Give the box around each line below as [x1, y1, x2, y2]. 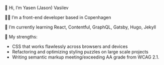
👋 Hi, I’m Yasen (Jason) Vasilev [5, 5, 69, 10]
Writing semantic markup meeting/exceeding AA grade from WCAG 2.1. [12, 54, 159, 60]
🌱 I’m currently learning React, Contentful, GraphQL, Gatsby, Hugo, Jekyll [5, 24, 156, 30]
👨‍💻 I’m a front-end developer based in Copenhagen [5, 14, 111, 20]
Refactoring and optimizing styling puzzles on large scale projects [12, 49, 148, 54]
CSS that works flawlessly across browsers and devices [12, 43, 128, 49]
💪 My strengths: [5, 34, 38, 39]
